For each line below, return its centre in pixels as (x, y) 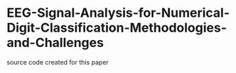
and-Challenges (55, 43)
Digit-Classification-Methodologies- (117, 28)
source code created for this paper (58, 62)
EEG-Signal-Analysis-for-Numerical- (118, 13)
